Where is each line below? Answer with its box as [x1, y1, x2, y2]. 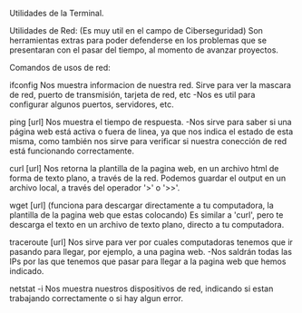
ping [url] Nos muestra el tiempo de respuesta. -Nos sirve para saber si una [9, 117, 292, 127]
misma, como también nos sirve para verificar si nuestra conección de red [9, 136, 287, 146]
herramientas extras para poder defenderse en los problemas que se [9, 35, 268, 45]
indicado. [9, 266, 44, 276]
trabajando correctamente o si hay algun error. [9, 293, 184, 303]
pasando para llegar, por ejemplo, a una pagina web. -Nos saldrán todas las [9, 247, 293, 257]
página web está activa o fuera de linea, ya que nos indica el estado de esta [9, 126, 294, 137]
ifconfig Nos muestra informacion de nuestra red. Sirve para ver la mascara [9, 80, 292, 90]
